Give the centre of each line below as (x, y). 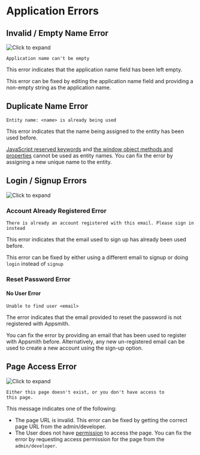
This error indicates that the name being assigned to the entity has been (95, 131)
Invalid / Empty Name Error (57, 33)
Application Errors (53, 11)
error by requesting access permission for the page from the (90, 439)
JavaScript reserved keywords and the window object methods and (90, 149)
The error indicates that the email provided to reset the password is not (94, 317)
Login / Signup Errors (46, 181)
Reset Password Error (38, 279)
